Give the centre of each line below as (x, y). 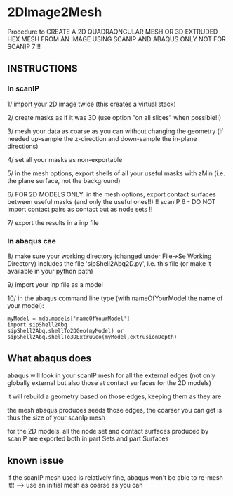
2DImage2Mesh (55, 12)
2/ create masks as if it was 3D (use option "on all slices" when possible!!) (114, 117)
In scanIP (24, 88)
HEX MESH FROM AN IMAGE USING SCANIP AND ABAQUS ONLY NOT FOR (116, 39)
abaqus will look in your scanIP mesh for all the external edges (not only (111, 375)
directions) (23, 146)
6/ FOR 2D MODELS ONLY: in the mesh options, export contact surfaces (112, 194)
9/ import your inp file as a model (55, 284)
